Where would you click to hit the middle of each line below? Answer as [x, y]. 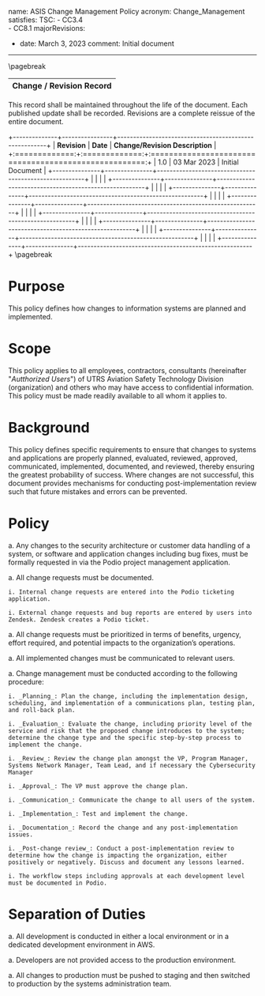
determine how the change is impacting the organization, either [118, 855]
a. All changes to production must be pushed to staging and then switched [129, 975]
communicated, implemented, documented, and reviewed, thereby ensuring [131, 466]
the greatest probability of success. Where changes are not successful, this [131, 474]
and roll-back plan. [42, 710]
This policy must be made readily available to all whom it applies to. [118, 395]
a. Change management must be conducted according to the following [123, 673]
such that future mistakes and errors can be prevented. [98, 491]
